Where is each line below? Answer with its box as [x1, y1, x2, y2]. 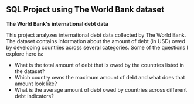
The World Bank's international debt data [6, 20, 108, 27]
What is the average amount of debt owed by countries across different [14, 86, 188, 93]
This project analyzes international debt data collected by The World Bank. [6, 32, 186, 39]
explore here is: [6, 50, 44, 57]
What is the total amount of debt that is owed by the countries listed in [14, 61, 185, 68]
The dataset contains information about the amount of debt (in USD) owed [6, 37, 186, 44]
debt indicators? [14, 92, 54, 99]
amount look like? [14, 80, 57, 87]
